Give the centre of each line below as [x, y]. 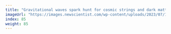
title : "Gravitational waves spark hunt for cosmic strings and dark [81, 10]
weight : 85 [17, 24]
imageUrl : [16, 14]
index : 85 [16, 19]
